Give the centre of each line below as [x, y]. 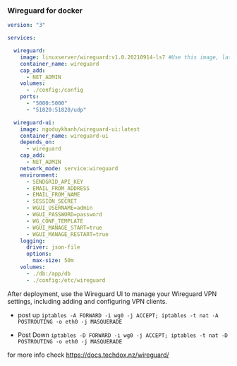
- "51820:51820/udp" [56, 110]
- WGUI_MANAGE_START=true [64, 228]
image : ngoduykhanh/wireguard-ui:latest [80, 129]
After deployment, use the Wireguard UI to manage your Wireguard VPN [112, 294]
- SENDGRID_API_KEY [54, 182]
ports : [30, 97]
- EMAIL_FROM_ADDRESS [58, 188]
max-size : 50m [53, 261]
